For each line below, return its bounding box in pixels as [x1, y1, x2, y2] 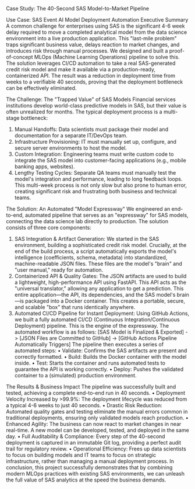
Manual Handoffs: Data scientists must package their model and [14, 126, 169, 133]
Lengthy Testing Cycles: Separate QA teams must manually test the [14, 169, 176, 176]
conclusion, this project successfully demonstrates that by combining [6, 464, 173, 471]
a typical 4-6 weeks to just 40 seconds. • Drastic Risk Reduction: [6, 402, 163, 408]
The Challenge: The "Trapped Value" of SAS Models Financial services [6, 96, 176, 103]
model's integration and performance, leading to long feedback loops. [14, 175, 183, 182]
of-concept [6, 54, 33, 60]
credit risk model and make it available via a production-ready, [6, 66, 156, 72]
